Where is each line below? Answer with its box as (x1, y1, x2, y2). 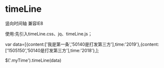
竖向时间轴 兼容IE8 (5, 20, 43, 26)
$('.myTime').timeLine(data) (5, 57, 62, 63)
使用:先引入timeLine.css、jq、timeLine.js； (5, 31, 92, 36)
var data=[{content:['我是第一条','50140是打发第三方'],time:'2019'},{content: (5, 41, 160, 47)
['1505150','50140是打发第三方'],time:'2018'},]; (5, 47, 99, 53)
